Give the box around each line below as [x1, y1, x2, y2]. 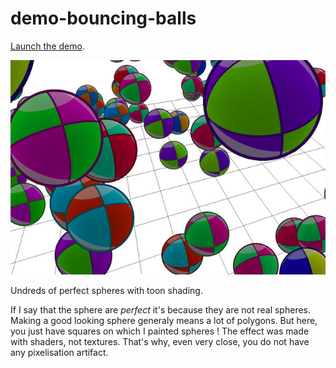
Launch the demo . [10, 40, 85, 52]
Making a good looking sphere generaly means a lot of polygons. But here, [10, 314, 318, 326]
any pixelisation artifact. [10, 346, 109, 358]
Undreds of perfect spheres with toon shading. [10, 284, 203, 296]
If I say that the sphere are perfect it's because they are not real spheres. [10, 303, 311, 316]
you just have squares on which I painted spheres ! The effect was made [10, 325, 310, 337]
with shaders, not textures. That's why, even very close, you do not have [10, 335, 310, 347]
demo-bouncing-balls [10, 7, 197, 30]
